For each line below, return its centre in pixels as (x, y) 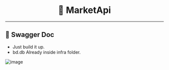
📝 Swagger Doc (30, 35)
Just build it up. (28, 46)
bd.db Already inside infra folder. (47, 52)
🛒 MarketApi (84, 10)
